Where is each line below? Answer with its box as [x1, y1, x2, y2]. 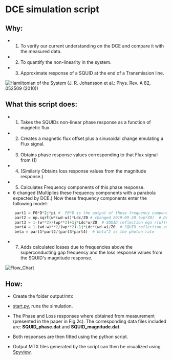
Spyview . [12, 349, 32, 355]
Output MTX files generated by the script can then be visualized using [12, 344, 161, 349]
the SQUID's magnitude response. [20, 255, 93, 261]
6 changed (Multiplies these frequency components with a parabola [12, 189, 156, 196]
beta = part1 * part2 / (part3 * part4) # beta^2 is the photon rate [14, 229, 155, 234]
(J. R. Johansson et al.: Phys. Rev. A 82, [67, 80, 151, 86]
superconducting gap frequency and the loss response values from [20, 249, 163, 256]
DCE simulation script [5, 4, 99, 15]
